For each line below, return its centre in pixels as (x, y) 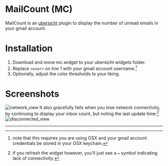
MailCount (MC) (39, 9)
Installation (29, 49)
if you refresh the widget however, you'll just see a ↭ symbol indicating (85, 153)
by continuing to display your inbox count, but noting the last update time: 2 (82, 113)
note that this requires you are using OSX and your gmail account (79, 138)
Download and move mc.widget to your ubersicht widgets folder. (79, 62)
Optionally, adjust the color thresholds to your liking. (66, 74)
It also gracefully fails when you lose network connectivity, (100, 108)
